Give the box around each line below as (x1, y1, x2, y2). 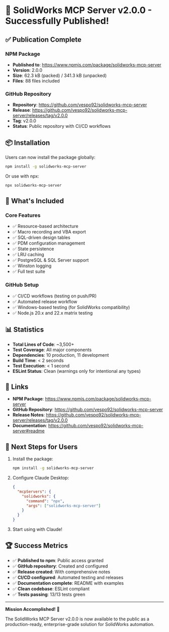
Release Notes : (12, 412, 45, 418)
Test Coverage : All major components (12, 347, 92, 353)
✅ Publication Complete (5, 35, 82, 44)
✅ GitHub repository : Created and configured (12, 563, 108, 569)
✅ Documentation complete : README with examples (12, 580, 124, 586)
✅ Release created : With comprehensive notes (12, 569, 111, 575)
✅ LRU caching (12, 252, 44, 258)
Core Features (5, 212, 41, 219)
